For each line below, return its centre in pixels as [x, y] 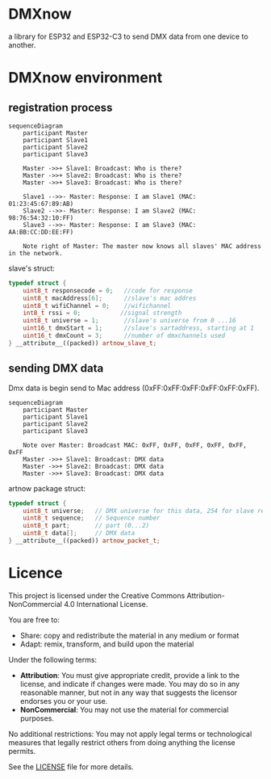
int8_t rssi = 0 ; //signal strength [102, 313]
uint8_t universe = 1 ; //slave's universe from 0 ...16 [129, 321]
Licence [35, 573]
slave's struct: [31, 268]
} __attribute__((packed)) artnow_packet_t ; [84, 541]
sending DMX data [56, 368]
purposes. [37, 718]
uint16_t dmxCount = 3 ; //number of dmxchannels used [124, 336]
